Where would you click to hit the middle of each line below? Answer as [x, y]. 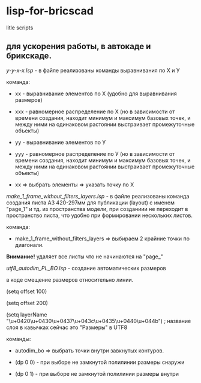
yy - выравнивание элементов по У [60, 142]
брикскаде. [29, 56]
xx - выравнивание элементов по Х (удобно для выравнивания [96, 94]
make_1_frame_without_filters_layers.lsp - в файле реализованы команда [98, 196]
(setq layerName [27, 314]
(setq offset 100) [27, 291]
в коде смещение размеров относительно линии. [70, 279]
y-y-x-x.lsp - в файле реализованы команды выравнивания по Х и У [93, 70]
